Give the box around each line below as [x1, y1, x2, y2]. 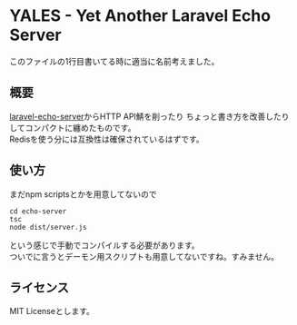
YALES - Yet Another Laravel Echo [9, 5, 271, 26]
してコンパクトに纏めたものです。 [9, 122, 136, 133]
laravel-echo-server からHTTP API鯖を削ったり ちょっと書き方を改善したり [9, 111, 290, 122]
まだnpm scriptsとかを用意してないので [9, 188, 157, 200]
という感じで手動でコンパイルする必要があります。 [9, 240, 200, 251]
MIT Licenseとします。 [9, 306, 95, 317]
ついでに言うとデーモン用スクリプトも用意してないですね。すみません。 [9, 251, 280, 261]
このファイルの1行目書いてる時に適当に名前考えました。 [9, 55, 220, 66]
